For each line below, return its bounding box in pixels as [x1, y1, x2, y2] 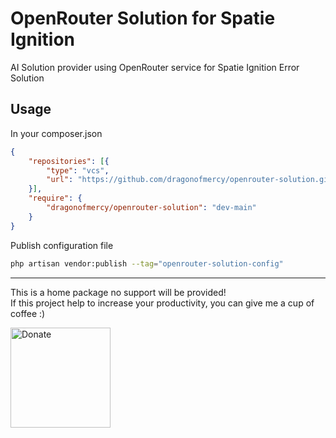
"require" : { [28, 193, 83, 204]
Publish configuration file [10, 239, 114, 251]
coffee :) [10, 307, 46, 319]
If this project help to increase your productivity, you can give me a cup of [10, 297, 315, 309]
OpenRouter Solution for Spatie [10, 7, 276, 30]
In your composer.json [10, 127, 103, 139]
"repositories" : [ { [28, 156, 110, 166]
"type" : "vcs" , [46, 165, 110, 176]
